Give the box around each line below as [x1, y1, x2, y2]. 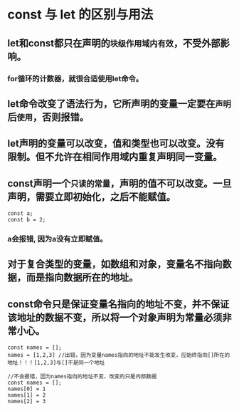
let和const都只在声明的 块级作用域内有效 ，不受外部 [7, 37, 221, 49]
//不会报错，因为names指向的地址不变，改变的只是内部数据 [7, 373, 157, 380]
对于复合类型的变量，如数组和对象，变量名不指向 [7, 258, 223, 271]
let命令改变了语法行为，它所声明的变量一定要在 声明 [7, 98, 231, 110]
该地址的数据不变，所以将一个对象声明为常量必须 [7, 311, 223, 323]
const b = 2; [7, 217, 46, 224]
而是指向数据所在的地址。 [26, 271, 139, 283]
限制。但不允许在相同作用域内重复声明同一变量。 [7, 151, 223, 163]
